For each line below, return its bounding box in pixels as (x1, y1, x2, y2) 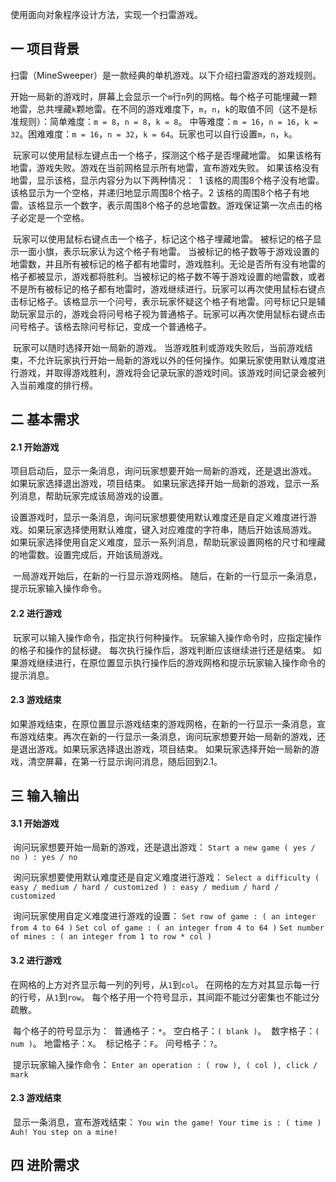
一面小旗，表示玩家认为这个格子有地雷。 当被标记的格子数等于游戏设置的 (18, 245, 320, 257)
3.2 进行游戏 (10, 954, 62, 966)
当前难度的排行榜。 (18, 379, 98, 391)
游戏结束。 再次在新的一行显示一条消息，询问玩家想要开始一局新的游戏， (18, 730, 317, 742)
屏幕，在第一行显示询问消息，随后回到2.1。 (44, 755, 223, 767)
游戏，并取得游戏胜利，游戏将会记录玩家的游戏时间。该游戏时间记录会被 (18, 366, 317, 378)
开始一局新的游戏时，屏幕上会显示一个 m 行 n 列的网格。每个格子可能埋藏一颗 (10, 90, 318, 102)
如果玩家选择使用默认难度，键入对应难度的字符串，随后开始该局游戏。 (27, 524, 317, 536)
